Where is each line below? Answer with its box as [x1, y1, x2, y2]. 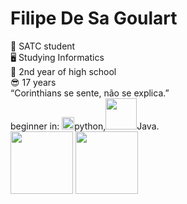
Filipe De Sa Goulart [10, 7, 178, 30]
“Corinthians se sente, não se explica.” [10, 87, 170, 99]
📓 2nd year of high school [10, 65, 117, 77]
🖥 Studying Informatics [10, 51, 105, 63]
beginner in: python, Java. [10, 120, 160, 132]
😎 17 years [10, 76, 57, 88]
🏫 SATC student [10, 40, 76, 52]
